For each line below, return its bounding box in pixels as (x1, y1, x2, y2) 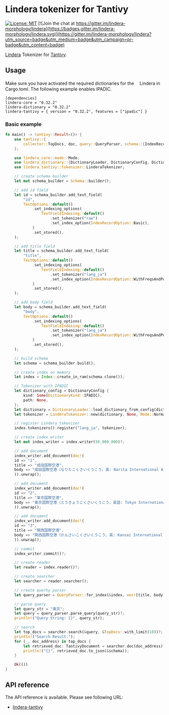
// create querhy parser (14, 588, 66, 593)
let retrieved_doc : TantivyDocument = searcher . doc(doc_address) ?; (23, 643, 167, 649)
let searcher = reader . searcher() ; (14, 579, 89, 584)
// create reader (14, 560, 51, 565)
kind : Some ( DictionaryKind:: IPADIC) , (23, 393, 102, 398)
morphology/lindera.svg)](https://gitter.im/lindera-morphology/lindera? (5, 31, 152, 37)
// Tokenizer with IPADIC (14, 384, 69, 389)
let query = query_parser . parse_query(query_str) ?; (14, 611, 125, 616)
